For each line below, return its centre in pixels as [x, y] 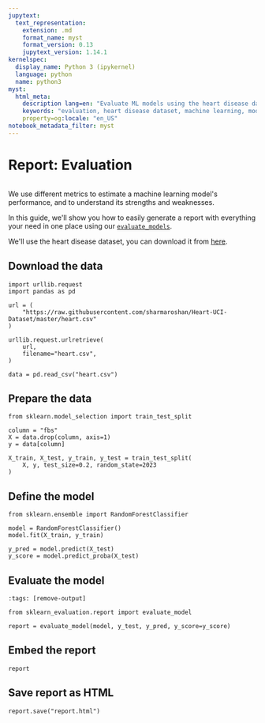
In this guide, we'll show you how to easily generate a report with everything [132, 218]
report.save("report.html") [54, 711]
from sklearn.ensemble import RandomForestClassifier [99, 515]
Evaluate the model [56, 580]
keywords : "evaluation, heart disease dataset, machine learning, [134, 112]
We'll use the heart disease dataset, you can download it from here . [118, 241]
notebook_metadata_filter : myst [61, 126]
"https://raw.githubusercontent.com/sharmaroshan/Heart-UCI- [125, 312]
